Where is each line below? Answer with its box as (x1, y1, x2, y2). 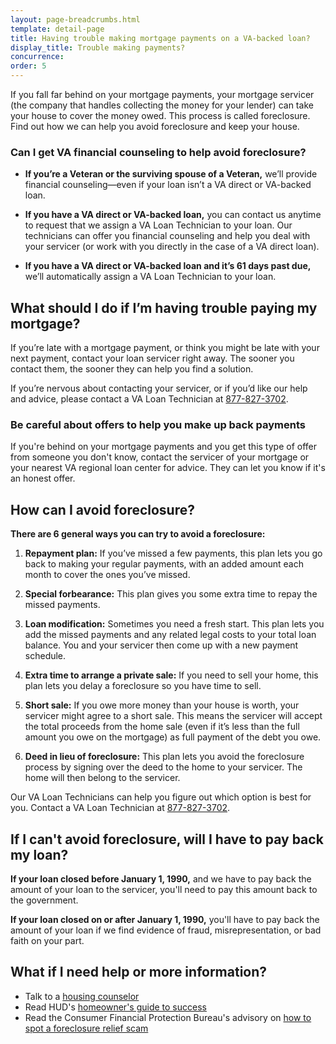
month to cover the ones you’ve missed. (24, 569, 191, 581)
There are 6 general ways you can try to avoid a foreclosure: (10, 528, 266, 540)
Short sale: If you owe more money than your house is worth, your (24, 699, 300, 711)
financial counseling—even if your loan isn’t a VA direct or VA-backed (24, 179, 312, 191)
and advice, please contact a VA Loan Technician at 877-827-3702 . (10, 393, 289, 405)
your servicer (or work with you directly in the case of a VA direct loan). (24, 241, 320, 253)
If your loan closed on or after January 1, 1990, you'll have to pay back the (10, 914, 320, 926)
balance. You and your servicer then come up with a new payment (24, 639, 299, 651)
